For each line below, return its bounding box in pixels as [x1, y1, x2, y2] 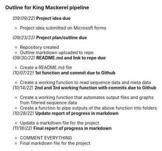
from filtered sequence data [19, 100, 77, 106]
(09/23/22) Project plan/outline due [12, 34, 87, 41]
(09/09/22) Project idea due [12, 15, 71, 21]
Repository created [19, 44, 59, 50]
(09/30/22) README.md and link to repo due [12, 55, 106, 61]
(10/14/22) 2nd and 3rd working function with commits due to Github [12, 85, 157, 91]
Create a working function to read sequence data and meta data [19, 79, 152, 86]
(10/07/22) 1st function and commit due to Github [12, 70, 116, 76]
